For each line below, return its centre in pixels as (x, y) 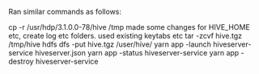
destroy (21, 61)
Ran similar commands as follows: (65, 12)
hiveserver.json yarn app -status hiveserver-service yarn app (137, 53)
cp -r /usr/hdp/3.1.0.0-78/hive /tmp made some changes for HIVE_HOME (129, 27)
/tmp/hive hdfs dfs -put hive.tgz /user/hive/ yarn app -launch (110, 44)
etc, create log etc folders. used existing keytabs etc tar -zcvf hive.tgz (125, 36)
